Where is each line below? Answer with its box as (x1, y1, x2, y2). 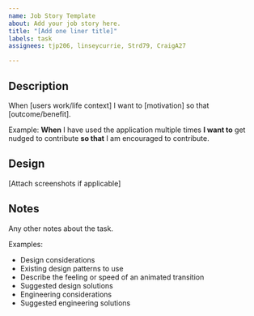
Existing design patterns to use (19, 263, 124, 273)
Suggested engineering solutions (19, 297, 131, 308)
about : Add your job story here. (8, 19, 121, 28)
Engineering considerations (19, 289, 112, 299)
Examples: (8, 239, 43, 249)
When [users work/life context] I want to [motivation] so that (8, 100, 210, 110)
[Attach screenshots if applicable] (8, 178, 121, 188)
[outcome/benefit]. (8, 109, 71, 118)
